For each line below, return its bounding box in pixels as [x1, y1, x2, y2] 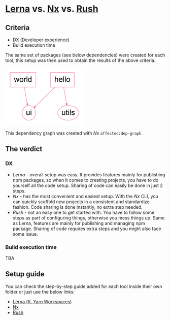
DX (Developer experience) [12, 37, 70, 43]
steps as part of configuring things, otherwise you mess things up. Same [12, 214, 165, 221]
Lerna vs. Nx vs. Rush [5, 3, 98, 15]
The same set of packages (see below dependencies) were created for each [5, 52, 165, 58]
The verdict [5, 145, 43, 153]
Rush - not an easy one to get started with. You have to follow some [12, 209, 155, 215]
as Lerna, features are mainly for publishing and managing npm [12, 220, 146, 226]
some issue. [12, 231, 38, 237]
